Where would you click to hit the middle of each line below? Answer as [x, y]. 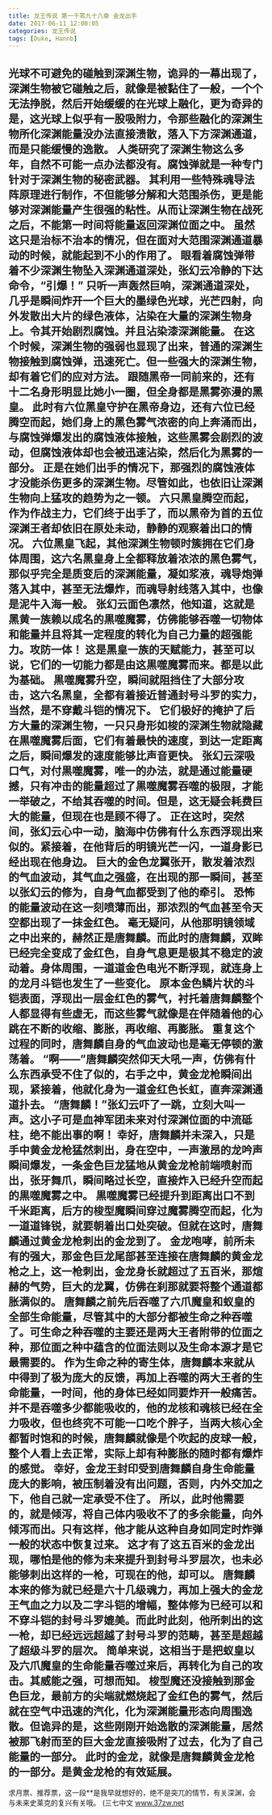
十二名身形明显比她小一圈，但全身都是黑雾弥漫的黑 [136, 392]
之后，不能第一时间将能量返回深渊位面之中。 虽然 [132, 224]
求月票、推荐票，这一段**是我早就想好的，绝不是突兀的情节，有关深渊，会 [132, 1793]
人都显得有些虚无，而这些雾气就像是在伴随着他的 [130, 1013]
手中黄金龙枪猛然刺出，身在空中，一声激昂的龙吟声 [136, 1150]
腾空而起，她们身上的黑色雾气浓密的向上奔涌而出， [136, 422]
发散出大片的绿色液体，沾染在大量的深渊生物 [130, 316]
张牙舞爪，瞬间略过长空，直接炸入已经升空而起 [146, 1180]
